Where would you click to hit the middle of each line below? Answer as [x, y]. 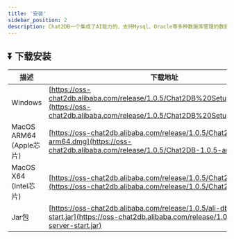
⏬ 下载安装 [30, 56]
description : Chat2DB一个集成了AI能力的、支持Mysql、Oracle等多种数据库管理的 [114, 26]
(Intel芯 [23, 186]
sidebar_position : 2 [38, 20]
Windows [27, 103]
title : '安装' [27, 14]
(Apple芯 [26, 145]
